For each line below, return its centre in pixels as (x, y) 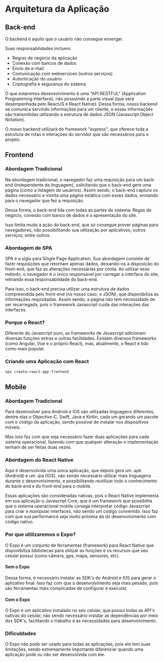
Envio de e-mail (28, 68)
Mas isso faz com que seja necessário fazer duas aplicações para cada (77, 437)
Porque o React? (25, 322)
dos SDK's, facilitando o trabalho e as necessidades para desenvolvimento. (81, 621)
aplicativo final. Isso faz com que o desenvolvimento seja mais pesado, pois (82, 583)
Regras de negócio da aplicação (45, 58)
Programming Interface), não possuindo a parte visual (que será (70, 99)
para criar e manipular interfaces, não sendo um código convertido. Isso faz (82, 511)
